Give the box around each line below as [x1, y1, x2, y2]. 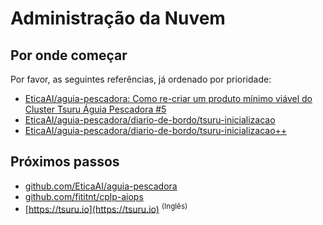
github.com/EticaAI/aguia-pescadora [24, 180, 178, 192]
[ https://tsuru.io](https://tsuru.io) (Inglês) [24, 201, 188, 215]
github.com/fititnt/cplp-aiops [24, 190, 144, 202]
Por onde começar [10, 47, 128, 64]
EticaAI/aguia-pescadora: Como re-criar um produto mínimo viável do [24, 93, 313, 104]
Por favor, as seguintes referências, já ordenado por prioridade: [10, 73, 272, 85]
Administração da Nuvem [10, 7, 226, 30]
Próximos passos [10, 153, 120, 171]
